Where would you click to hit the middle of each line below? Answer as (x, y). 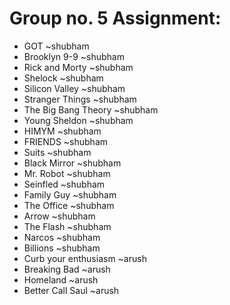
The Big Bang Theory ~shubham (91, 109)
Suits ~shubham (57, 152)
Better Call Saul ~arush (71, 290)
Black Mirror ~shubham (72, 163)
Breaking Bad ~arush (67, 269)
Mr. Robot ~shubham (67, 173)
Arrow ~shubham (59, 216)
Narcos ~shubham (62, 237)
